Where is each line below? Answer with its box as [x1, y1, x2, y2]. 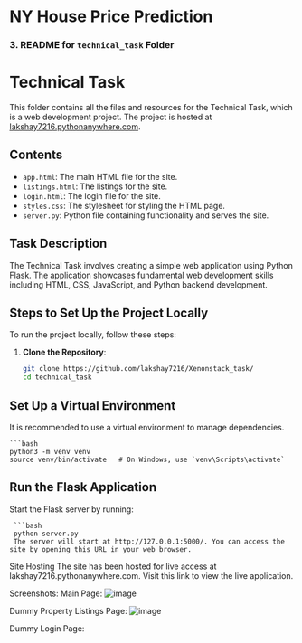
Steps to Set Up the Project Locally [9, 306, 209, 321]
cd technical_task [22, 373, 92, 382]
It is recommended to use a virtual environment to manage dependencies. [9, 422, 285, 433]
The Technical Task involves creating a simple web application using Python [9, 260, 294, 270]
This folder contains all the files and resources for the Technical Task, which [9, 102, 294, 113]
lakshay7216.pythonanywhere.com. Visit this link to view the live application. [9, 570, 294, 581]
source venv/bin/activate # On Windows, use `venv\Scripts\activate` [9, 455, 285, 465]
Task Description [9, 236, 108, 251]
